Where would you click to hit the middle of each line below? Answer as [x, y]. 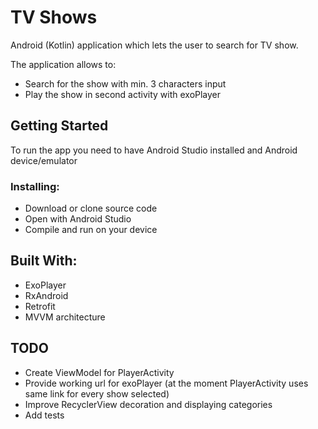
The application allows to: [63, 64]
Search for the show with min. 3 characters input [125, 83]
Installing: [35, 186]
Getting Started [59, 126]
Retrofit [40, 306]
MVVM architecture [65, 317]
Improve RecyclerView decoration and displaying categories [148, 404]
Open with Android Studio [78, 219]
